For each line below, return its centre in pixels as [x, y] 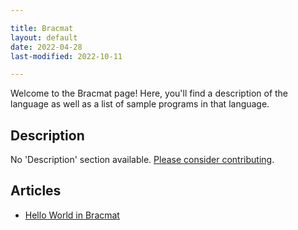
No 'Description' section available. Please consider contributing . [142, 160]
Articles [36, 191]
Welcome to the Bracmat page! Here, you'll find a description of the [149, 93]
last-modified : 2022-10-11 [66, 56]
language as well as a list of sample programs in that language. [140, 104]
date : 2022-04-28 [46, 47]
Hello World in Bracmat [72, 215]
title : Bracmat [42, 28]
